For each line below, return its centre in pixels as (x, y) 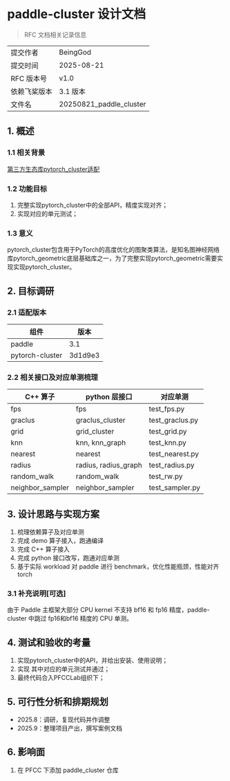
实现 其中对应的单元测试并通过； (64, 669)
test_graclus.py (174, 421)
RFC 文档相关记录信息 (55, 35)
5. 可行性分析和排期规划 (58, 702)
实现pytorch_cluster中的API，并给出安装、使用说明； (92, 661)
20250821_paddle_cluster (103, 104)
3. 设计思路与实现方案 (54, 514)
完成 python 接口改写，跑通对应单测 (68, 558)
